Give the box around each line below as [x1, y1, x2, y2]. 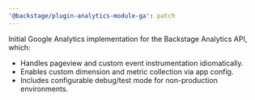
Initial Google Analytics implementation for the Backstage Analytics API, [8, 34, 248, 44]
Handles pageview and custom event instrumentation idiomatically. [19, 58, 244, 68]
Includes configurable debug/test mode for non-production [19, 75, 219, 85]
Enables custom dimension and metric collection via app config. [19, 66, 234, 77]
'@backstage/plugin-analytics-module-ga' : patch [8, 11, 176, 20]
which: [8, 42, 31, 52]
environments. [19, 84, 69, 94]
